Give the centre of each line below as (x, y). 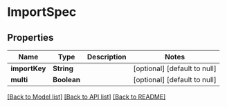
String (63, 68)
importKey (28, 68)
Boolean (67, 80)
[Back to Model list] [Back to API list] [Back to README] (87, 97)
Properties (30, 38)
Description (107, 57)
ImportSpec (42, 12)
